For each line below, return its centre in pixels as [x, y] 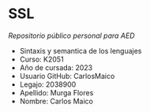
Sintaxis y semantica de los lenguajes [81, 50]
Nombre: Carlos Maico [56, 101]
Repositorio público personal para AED [72, 35]
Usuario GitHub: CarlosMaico [67, 76]
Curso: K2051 [42, 59]
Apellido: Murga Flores [56, 92]
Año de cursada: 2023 [56, 67]
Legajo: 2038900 [48, 84]
